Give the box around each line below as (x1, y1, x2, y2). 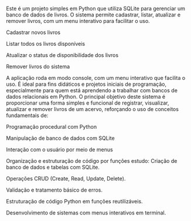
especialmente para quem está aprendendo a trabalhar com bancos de (6, 87, 178, 93)
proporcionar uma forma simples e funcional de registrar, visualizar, (6, 99, 169, 106)
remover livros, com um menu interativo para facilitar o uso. (6, 18, 151, 24)
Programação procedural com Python (6, 123, 97, 130)
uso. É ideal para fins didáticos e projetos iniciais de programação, (6, 81, 167, 88)
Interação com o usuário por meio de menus (6, 146, 113, 153)
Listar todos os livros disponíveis (6, 41, 86, 47)
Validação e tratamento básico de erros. (6, 186, 103, 193)
